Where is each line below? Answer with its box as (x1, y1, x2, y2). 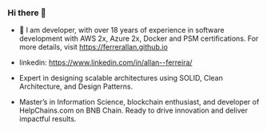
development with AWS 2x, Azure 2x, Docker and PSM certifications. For (18, 34, 259, 43)
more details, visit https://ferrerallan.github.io (18, 42, 169, 52)
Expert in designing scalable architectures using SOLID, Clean (18, 73, 223, 83)
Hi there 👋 (7, 7, 47, 18)
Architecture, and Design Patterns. (18, 81, 133, 91)
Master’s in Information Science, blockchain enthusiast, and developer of (18, 97, 260, 107)
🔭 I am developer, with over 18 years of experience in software (18, 26, 225, 35)
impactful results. (18, 114, 77, 124)
